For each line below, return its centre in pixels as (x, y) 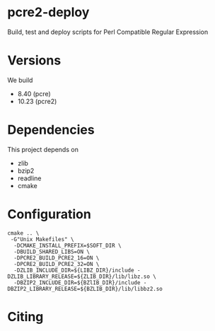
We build (20, 80)
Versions (34, 60)
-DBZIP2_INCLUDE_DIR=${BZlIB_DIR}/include (77, 283)
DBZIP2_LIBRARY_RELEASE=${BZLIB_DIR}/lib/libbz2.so (85, 289)
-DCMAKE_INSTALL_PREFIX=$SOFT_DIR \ (68, 245)
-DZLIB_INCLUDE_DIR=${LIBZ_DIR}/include (74, 270)
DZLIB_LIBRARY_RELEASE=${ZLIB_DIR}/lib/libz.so (79, 277)
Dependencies (51, 130)
